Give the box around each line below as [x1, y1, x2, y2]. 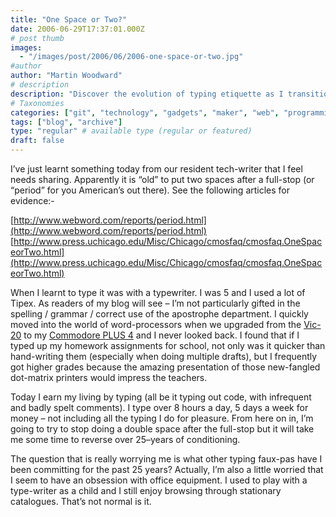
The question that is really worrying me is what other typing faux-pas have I [10, 453, 323, 465]
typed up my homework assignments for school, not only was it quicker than [10, 340, 326, 351]
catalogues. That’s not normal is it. [10, 496, 152, 507]
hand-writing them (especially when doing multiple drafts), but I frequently [10, 351, 318, 362]
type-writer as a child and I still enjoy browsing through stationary [10, 485, 282, 496]
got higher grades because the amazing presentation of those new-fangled [10, 361, 321, 373]
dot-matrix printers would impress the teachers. [10, 372, 208, 383]
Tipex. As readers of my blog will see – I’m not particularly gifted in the [10, 297, 301, 309]
